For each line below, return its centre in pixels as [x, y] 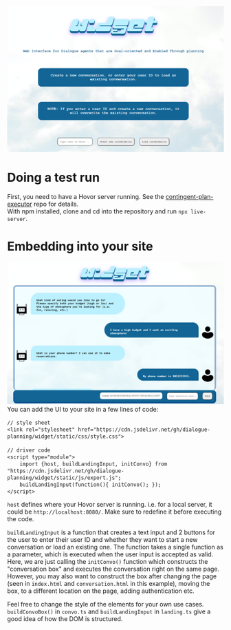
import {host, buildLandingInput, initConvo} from [93, 464]
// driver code [29, 450]
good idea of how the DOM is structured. [65, 618]
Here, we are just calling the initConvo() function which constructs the [108, 561]
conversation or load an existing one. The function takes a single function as [115, 547]
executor [20, 204]
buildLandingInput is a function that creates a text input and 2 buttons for [111, 532]
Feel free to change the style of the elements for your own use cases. [106, 604]
